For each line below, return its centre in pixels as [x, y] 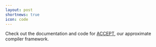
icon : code [17, 19]
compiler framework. [27, 39]
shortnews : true [22, 15]
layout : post [19, 10]
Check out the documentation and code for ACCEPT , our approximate [78, 34]
